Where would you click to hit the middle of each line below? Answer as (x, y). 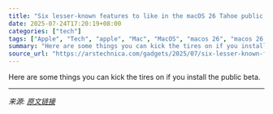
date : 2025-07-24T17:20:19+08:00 (65, 24)
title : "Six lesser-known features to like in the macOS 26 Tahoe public (136, 16)
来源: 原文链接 (32, 101)
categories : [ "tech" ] (45, 31)
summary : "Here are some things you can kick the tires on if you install (138, 46)
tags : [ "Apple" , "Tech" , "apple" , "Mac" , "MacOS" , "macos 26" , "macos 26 (136, 39)
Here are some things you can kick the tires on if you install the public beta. (134, 77)
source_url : (28, 54)
